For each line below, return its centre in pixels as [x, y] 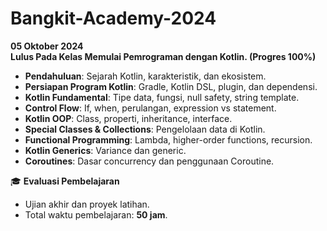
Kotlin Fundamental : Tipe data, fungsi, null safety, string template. [162, 97]
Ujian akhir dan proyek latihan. [87, 204]
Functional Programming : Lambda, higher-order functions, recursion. [168, 139]
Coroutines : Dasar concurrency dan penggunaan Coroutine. [149, 161]
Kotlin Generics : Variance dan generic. [105, 150]
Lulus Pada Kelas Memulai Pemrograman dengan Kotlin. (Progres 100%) [163, 56]
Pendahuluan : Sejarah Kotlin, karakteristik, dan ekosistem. [145, 76]
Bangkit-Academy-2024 [113, 18]
